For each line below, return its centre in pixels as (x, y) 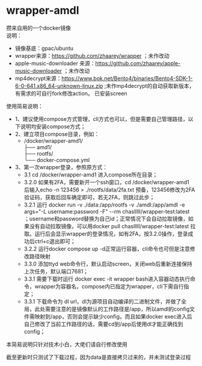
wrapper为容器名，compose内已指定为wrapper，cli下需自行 (109, 286)
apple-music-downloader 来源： (55, 63)
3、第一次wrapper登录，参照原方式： (61, 167)
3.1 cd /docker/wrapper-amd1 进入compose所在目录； (91, 175)
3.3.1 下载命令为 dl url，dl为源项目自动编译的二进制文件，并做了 (103, 301)
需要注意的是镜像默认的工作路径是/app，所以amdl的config (117, 309)
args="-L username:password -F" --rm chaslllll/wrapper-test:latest (107, 211)
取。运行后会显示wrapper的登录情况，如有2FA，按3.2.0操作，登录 (106, 234)
